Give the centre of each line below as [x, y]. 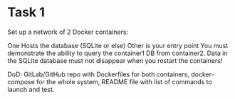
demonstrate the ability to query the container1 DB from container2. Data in [117, 53]
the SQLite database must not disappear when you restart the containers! [115, 60]
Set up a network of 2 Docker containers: [68, 32]
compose [21, 81]
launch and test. [31, 89]
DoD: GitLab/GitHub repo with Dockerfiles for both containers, [99, 74]
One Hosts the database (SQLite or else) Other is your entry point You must [118, 45]
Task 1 [26, 12]
